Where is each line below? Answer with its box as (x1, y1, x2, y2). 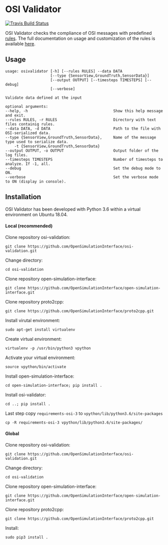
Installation (5, 193, 41, 201)
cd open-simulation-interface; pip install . (5, 383, 102, 388)
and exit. (5, 112, 26, 118)
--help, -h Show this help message (5, 108, 163, 113)
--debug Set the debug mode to (5, 165, 161, 171)
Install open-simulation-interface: (5, 373, 74, 379)
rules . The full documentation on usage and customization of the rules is (5, 35, 155, 41)
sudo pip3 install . (5, 534, 49, 540)
